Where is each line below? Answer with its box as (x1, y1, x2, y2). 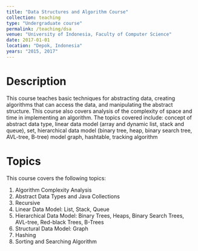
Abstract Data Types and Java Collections (15, 192, 120, 200)
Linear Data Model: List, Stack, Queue (15, 206, 110, 213)
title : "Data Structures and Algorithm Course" (6, 8, 129, 15)
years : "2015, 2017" (6, 49, 59, 55)
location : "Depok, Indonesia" (6, 43, 83, 49)
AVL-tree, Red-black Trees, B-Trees (15, 218, 104, 226)
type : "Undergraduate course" (6, 20, 83, 26)
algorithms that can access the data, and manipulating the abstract (6, 101, 173, 108)
